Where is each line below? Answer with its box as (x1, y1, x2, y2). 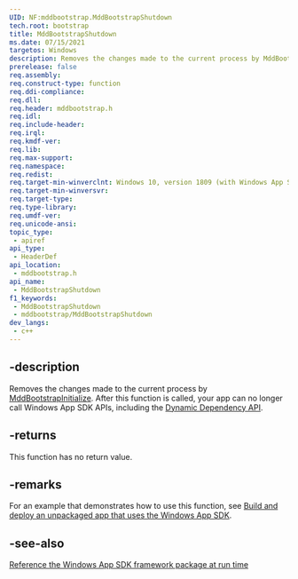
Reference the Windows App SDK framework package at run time (9, 559, 249, 570)
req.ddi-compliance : (9, 87, 86, 96)
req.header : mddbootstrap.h (9, 104, 114, 113)
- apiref (12, 236, 46, 245)
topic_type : (9, 227, 53, 236)
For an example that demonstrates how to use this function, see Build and (9, 501, 278, 512)
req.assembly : (9, 71, 62, 80)
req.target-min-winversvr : (9, 186, 109, 195)
